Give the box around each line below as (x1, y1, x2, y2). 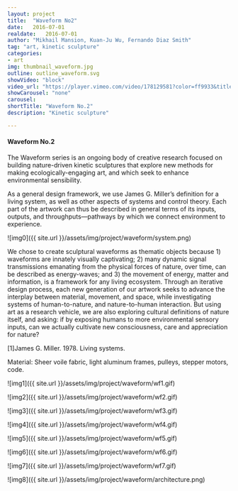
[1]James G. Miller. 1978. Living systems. (7, 343, 125, 352)
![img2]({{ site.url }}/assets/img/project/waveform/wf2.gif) (7, 392, 178, 401)
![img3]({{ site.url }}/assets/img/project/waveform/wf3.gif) (7, 406, 178, 415)
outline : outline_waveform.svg (7, 70, 100, 77)
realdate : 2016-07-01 (7, 30, 78, 38)
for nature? (7, 330, 40, 338)
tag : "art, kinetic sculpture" (7, 43, 100, 50)
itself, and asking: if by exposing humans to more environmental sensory (7, 315, 220, 324)
